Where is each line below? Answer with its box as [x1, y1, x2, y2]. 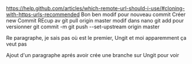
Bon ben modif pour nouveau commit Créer [81, 11, 186, 18]
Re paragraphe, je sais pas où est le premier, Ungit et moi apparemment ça [6, 35, 187, 41]
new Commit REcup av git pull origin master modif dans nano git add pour [6, 17, 184, 24]
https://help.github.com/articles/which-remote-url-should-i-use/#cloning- [6, 5, 186, 12]
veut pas [6, 40, 28, 47]
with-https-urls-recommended [6, 11, 80, 18]
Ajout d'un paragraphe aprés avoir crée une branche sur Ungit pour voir [6, 52, 180, 58]
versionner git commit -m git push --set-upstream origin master [6, 23, 160, 30]
